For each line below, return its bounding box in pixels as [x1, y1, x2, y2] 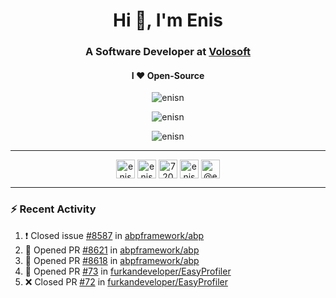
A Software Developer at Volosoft [85, 45, 251, 59]
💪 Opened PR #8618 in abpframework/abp [24, 254, 200, 266]
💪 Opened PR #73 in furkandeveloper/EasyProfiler [24, 265, 232, 277]
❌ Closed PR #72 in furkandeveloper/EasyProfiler [24, 275, 228, 288]
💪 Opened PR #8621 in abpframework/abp [24, 244, 200, 256]
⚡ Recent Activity [10, 202, 97, 216]
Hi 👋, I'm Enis [113, 9, 223, 32]
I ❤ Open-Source [131, 69, 205, 81]
